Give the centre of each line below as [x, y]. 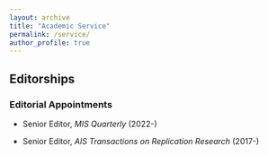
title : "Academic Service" [60, 26]
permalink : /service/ [50, 34]
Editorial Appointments [61, 104]
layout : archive [40, 17]
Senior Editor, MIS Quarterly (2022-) [89, 124]
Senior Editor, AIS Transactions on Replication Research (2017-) [141, 141]
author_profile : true [50, 43]
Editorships [42, 78]
